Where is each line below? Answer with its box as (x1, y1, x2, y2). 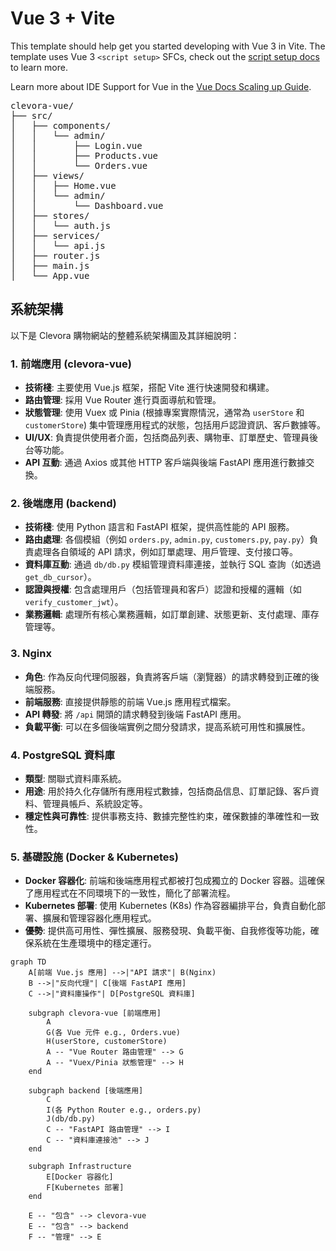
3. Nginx (10, 647, 52, 661)
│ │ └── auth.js (10, 220, 112, 231)
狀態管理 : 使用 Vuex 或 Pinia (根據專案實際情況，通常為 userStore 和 (24, 407, 305, 419)
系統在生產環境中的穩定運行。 (33, 937, 157, 949)
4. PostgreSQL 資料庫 (10, 748, 115, 762)
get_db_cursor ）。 (24, 571, 97, 583)
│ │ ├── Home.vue (10, 180, 117, 191)
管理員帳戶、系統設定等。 (42, 797, 148, 809)
